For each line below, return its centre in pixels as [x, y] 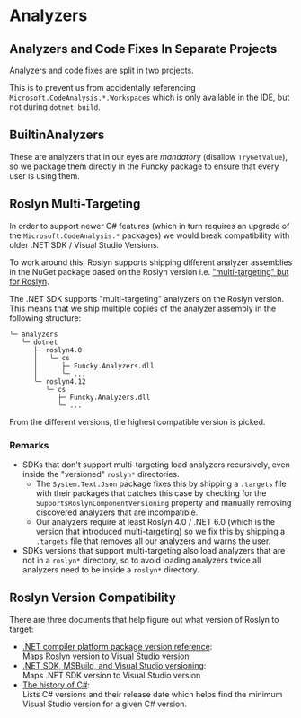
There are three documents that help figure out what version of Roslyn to [144, 619]
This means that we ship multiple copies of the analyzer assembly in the [143, 308]
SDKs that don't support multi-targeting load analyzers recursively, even [156, 465]
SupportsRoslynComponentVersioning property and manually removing [164, 502]
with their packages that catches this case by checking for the [151, 493]
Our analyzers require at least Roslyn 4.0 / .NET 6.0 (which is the [155, 521]
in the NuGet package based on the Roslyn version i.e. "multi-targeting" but [149, 271]
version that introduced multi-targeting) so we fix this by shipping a [160, 531]
